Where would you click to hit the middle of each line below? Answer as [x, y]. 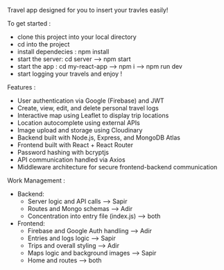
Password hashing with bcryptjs [63, 152]
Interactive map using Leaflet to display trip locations [93, 115]
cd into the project [43, 44]
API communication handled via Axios [71, 160]
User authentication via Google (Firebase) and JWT [91, 101]
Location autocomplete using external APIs [78, 123]
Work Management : [36, 180]
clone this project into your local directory [77, 37]
